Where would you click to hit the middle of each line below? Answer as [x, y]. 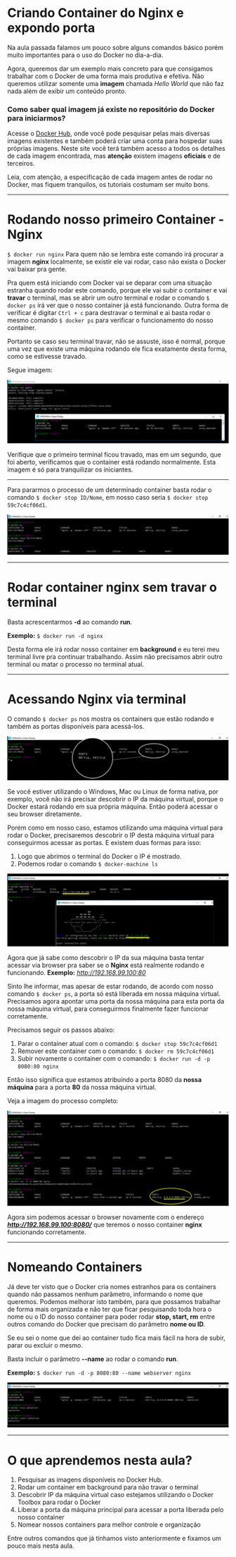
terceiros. [21, 164]
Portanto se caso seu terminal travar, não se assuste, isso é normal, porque [117, 341]
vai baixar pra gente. [37, 269]
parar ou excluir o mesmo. [45, 1346]
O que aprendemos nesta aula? [100, 1460]
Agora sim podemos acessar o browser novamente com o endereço [106, 1217]
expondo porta [51, 28]
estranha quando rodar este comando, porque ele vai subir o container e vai [117, 290]
